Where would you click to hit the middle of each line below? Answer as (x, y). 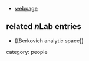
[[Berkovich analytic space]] (49, 41)
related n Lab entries (44, 26)
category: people (27, 52)
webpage (26, 8)
